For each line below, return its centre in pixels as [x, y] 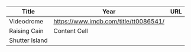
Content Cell [71, 31]
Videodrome [26, 21]
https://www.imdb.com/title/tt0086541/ [109, 21]
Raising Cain [26, 31]
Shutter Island [28, 40]
